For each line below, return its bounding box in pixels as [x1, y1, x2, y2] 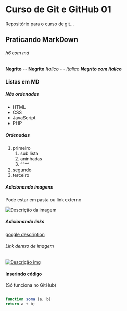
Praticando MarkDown [5, 35, 78, 44]
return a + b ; [5, 301, 36, 306]
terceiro [12, 172, 30, 178]
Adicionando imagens [5, 183, 54, 190]
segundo [12, 167, 32, 173]
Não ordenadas [5, 91, 39, 97]
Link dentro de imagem [5, 243, 54, 249]
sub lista [20, 150, 38, 157]
